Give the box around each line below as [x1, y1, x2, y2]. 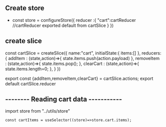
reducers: [141, 50, 162, 56]
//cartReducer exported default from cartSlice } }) [12, 22, 114, 28]
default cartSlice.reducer [5, 80, 56, 86]
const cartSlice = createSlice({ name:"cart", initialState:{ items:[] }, [5, 50, 141, 56]
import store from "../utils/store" [5, 108, 70, 114]
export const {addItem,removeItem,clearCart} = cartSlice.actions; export [5, 75, 154, 81]
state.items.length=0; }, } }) [5, 65, 61, 71]
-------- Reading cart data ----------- [5, 95, 122, 104]
